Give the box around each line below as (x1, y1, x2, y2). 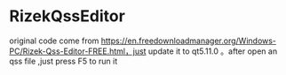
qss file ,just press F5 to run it (9, 56, 118, 66)
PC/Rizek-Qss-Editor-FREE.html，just (9, 46, 147, 56)
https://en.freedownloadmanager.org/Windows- (100, 35, 277, 46)
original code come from (9, 35, 99, 46)
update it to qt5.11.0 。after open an (147, 46, 278, 56)
